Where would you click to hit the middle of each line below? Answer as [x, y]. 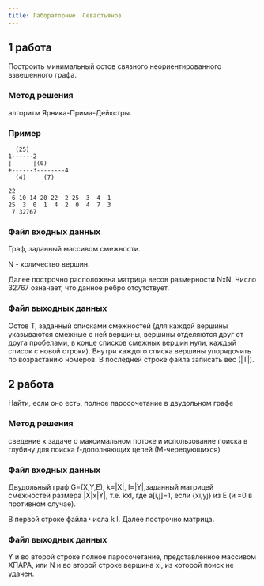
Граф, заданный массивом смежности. [74, 249]
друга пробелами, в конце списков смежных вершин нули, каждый [123, 342]
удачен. [21, 573]
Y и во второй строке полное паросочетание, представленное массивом [132, 557]
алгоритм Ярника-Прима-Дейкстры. [70, 112]
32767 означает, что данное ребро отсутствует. [89, 288]
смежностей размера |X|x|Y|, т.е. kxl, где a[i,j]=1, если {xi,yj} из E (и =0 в [130, 496]
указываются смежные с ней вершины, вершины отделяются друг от [126, 334]
